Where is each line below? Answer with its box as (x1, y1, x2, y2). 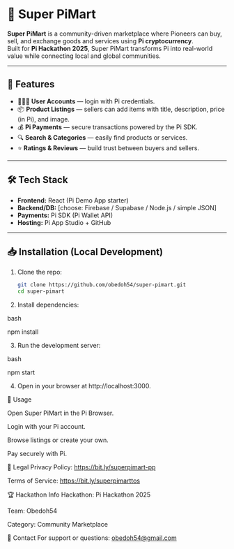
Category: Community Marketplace (7, 520, 108, 529)
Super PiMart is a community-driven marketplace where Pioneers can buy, (7, 29, 223, 38)
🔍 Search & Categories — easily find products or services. (17, 133, 188, 142)
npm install (7, 328, 39, 336)
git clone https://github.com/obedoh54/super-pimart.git (17, 281, 187, 288)
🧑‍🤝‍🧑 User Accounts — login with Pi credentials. (17, 97, 155, 105)
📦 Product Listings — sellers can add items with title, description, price (17, 105, 225, 113)
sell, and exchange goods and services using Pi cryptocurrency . (7, 36, 194, 45)
